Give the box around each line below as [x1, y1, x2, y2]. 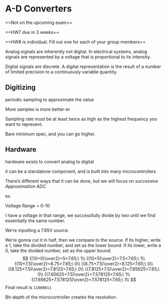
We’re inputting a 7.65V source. [5, 227, 69, 233]
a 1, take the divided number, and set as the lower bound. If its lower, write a [5, 242, 161, 248]
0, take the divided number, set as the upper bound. [5, 248, 112, 254]
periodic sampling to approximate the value [5, 96, 94, 102]
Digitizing [5, 83, 36, 92]
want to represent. [5, 121, 43, 127]
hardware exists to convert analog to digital [5, 158, 94, 165]
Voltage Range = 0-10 [5, 203, 50, 209]
